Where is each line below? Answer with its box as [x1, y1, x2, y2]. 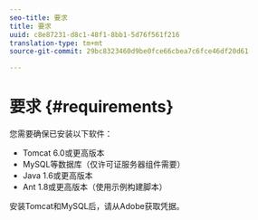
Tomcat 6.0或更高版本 [22, 148, 105, 158]
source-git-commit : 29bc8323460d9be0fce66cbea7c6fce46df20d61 [9, 47, 249, 56]
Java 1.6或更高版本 [22, 170, 93, 181]
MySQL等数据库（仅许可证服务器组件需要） [22, 159, 186, 170]
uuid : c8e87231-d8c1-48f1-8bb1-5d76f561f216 [9, 30, 180, 39]
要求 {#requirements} [9, 97, 174, 118]
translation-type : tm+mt [9, 38, 103, 48]
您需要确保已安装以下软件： [9, 129, 113, 139]
